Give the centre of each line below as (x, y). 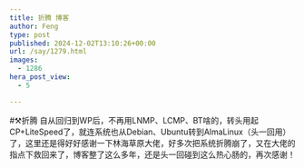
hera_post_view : (40, 77)
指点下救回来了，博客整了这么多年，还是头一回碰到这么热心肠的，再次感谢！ (152, 154)
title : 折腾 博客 (39, 18)
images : (24, 60)
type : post (30, 35)
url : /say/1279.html (49, 52)
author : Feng (34, 26)
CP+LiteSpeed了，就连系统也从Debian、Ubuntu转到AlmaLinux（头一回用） (150, 132)
